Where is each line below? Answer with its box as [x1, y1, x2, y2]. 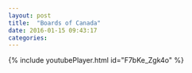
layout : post [8, 11, 52, 20]
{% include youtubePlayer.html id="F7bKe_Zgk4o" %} [8, 56, 184, 65]
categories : [8, 33, 48, 42]
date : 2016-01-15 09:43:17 [8, 26, 98, 34]
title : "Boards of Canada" [8, 19, 102, 27]
